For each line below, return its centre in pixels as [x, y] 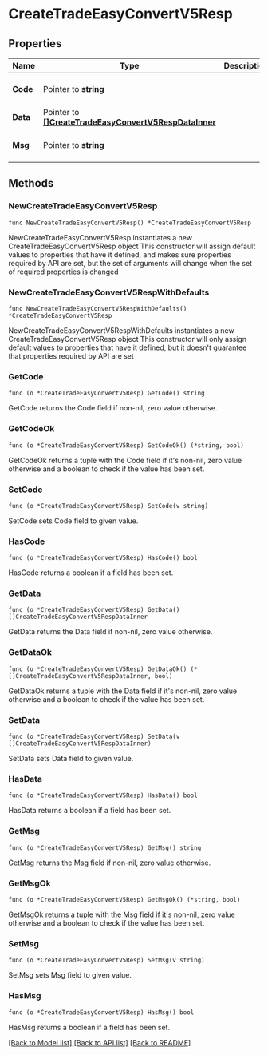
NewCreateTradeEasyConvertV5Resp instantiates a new [100, 237]
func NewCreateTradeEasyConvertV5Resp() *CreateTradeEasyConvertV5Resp [130, 223]
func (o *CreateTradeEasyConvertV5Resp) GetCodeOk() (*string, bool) [126, 445]
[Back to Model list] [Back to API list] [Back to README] [100, 1042]
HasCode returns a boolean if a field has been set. [91, 573]
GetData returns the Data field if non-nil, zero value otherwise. [110, 632]
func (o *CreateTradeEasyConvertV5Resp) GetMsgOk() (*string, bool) [124, 899]
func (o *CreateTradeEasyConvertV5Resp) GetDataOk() [98, 669]
